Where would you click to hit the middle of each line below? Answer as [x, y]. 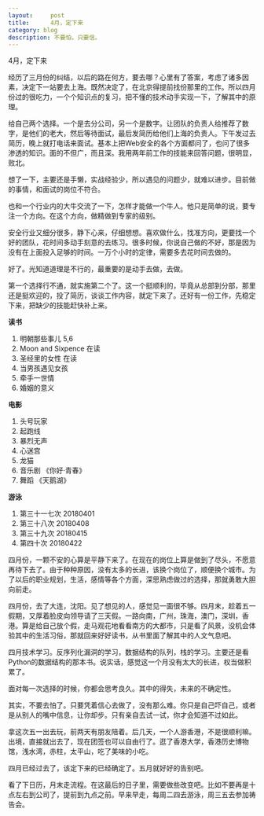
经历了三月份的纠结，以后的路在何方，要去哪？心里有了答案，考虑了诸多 [125, 77]
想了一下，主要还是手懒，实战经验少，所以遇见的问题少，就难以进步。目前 [128, 180]
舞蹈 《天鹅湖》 [45, 480]
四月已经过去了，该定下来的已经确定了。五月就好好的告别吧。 [108, 768]
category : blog [33, 30]
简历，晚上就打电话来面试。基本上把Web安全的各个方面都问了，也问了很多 [129, 143]
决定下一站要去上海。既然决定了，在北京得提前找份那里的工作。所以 [132, 87]
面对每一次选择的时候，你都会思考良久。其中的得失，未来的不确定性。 [122, 689]
